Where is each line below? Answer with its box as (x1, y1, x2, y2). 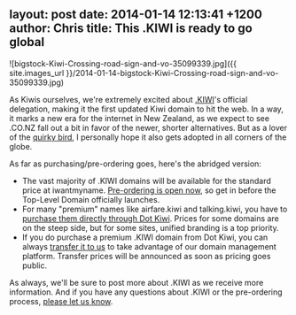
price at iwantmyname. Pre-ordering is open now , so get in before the (21, 185, 277, 196)
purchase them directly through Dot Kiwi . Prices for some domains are (21, 212, 279, 224)
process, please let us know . (9, 296, 113, 306)
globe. (9, 141, 33, 151)
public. (21, 260, 48, 271)
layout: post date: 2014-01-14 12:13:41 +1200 (9, 7, 263, 22)
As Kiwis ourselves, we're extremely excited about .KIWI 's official (9, 94, 248, 104)
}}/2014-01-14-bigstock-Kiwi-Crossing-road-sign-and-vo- (66, 67, 279, 78)
